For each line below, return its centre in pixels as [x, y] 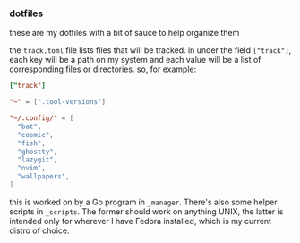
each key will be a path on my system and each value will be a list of [135, 60]
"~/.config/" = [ [42, 118]
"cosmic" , [35, 135]
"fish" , [32, 143]
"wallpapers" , [43, 177]
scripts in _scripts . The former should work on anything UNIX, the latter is [146, 211]
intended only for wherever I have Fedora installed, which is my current [140, 221]
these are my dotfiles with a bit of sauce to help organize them [124, 33]
